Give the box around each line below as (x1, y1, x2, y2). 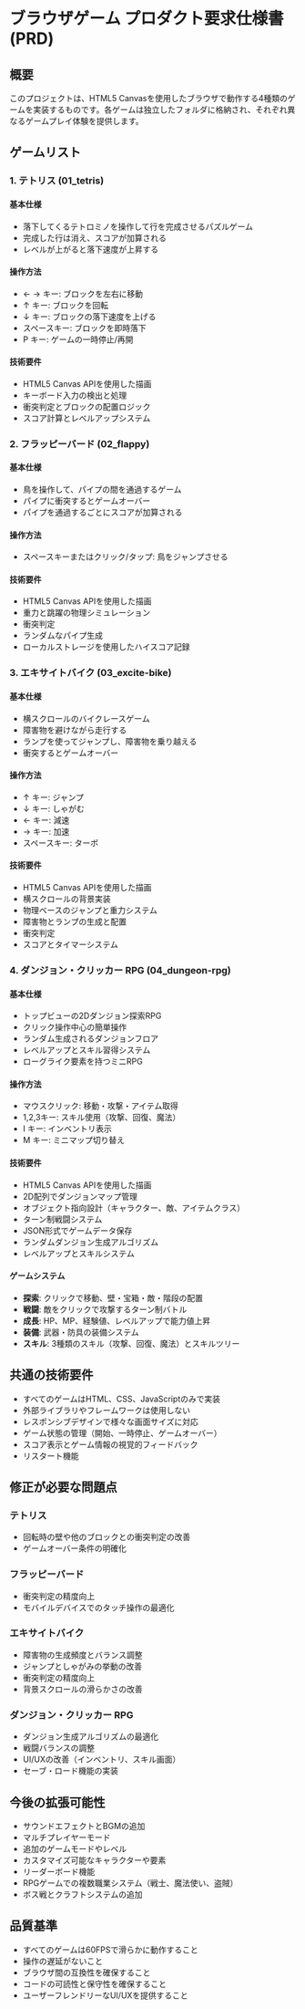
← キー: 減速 (22, 814, 70, 826)
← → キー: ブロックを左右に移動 (22, 288, 144, 299)
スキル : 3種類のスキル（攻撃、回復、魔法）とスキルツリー (22, 1338, 240, 1348)
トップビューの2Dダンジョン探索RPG (22, 1010, 162, 1022)
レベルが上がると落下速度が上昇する (22, 244, 159, 255)
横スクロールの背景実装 (22, 893, 111, 904)
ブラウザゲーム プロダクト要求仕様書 (9, 8, 284, 29)
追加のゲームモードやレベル (22, 1843, 127, 1854)
